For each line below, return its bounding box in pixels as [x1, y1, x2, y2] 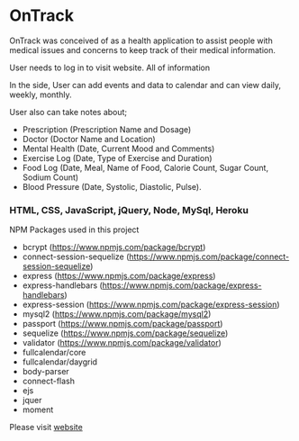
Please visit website [9, 422, 83, 433]
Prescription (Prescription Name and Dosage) [22, 123, 192, 135]
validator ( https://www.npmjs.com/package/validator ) [22, 337, 222, 348]
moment [22, 404, 54, 415]
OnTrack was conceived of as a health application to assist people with [9, 35, 273, 46]
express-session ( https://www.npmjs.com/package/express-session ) [22, 299, 281, 310]
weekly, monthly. [9, 89, 72, 100]
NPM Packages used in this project [9, 224, 140, 235]
